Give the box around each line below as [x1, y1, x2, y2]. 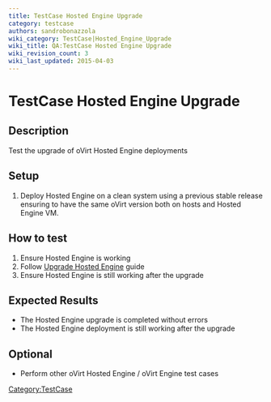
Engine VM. [19, 207, 59, 217]
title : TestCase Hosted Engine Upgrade [8, 11, 143, 20]
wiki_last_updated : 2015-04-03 [8, 58, 114, 66]
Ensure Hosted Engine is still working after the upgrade [19, 270, 205, 280]
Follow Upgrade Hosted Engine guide [19, 261, 145, 272]
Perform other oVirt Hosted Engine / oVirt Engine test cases [19, 369, 219, 378]
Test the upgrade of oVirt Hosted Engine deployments [8, 145, 188, 155]
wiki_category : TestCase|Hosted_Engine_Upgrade [8, 34, 172, 43]
